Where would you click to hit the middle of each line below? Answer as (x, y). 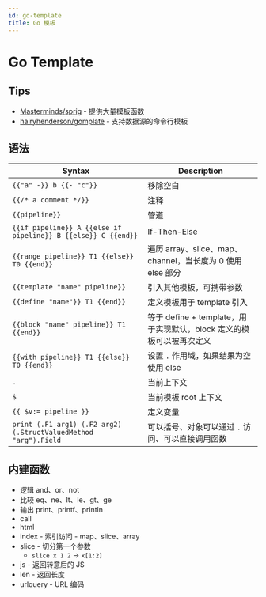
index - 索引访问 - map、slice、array (80, 537)
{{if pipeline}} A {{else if (67, 228)
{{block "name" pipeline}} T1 (69, 325)
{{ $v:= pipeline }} (51, 412)
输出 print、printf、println (61, 510)
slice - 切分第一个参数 (55, 546)
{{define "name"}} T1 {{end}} (69, 302)
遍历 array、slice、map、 (195, 249)
